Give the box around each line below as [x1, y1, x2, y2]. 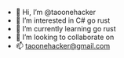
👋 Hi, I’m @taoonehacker [15, 8, 97, 16]
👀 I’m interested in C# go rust [15, 16, 111, 25]
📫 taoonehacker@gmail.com [15, 42, 111, 50]
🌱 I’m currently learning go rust [15, 24, 116, 33]
